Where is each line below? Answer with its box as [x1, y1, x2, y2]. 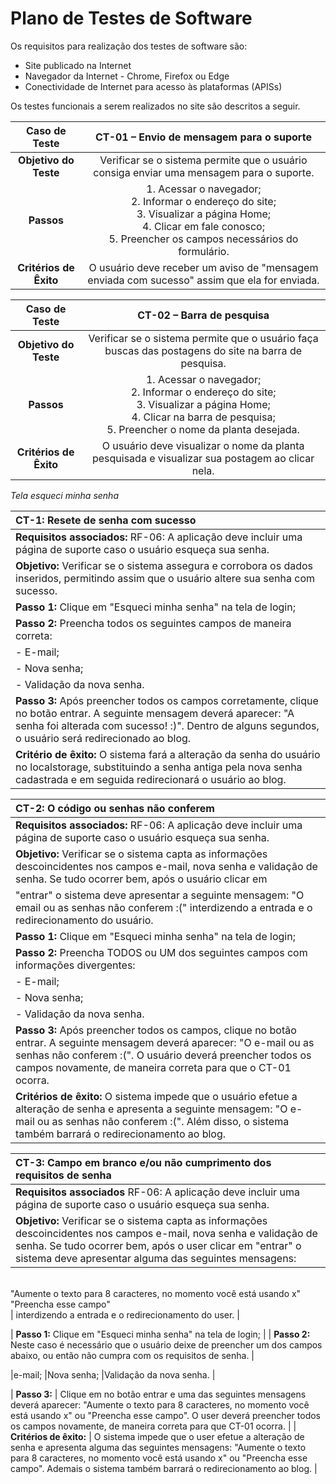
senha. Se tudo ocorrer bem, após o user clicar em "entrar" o [15, 1238, 302, 1252]
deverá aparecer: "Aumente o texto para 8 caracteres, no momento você [10, 1398, 310, 1411]
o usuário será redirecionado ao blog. [15, 731, 192, 745]
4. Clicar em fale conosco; [141, 219, 265, 233]
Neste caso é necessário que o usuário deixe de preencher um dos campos [10, 1338, 323, 1351]
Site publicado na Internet [24, 59, 132, 71]
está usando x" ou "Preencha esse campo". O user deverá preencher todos [10, 1409, 322, 1421]
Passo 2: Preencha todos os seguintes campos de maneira [15, 616, 292, 630]
